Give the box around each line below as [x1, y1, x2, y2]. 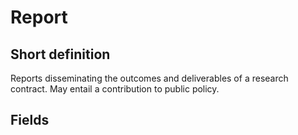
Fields [10, 112, 50, 129]
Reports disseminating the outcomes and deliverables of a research [10, 72, 289, 84]
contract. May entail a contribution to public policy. [10, 83, 220, 95]
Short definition [10, 46, 111, 63]
